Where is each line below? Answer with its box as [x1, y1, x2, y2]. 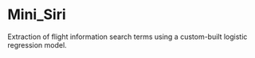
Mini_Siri [7, 6, 67, 24]
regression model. [7, 40, 67, 49]
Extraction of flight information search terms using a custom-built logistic [7, 32, 248, 41]
